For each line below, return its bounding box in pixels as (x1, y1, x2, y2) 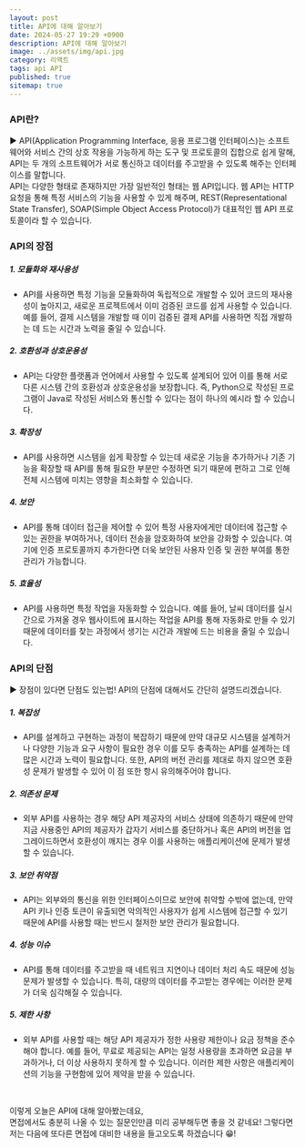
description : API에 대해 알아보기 (9, 38, 127, 48)
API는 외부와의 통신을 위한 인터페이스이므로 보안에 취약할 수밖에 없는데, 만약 (22, 894, 293, 905)
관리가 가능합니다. (22, 555, 86, 566)
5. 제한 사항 (9, 1010, 50, 1020)
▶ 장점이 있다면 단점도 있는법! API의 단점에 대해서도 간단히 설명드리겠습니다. (9, 684, 282, 695)
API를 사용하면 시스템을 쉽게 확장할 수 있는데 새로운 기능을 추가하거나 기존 (22, 452, 286, 462)
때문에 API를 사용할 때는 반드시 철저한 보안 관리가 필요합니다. (22, 917, 239, 928)
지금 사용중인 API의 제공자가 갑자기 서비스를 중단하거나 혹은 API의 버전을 (22, 824, 282, 835)
